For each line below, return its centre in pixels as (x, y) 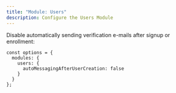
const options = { (30, 52)
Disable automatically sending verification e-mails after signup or (88, 35)
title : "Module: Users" (37, 12)
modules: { (26, 58)
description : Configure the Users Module (60, 18)
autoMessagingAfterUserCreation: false (73, 68)
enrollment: (20, 41)
